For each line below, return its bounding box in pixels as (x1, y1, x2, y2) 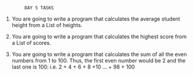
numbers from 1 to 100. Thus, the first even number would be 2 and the (11, 57, 186, 64)
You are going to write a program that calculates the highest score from (11, 33, 187, 40)
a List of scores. (11, 40, 52, 46)
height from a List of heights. (11, 22, 83, 28)
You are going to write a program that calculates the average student (11, 15, 181, 22)
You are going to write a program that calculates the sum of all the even (11, 51, 187, 58)
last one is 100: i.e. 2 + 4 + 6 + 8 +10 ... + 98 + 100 (11, 63, 135, 70)
